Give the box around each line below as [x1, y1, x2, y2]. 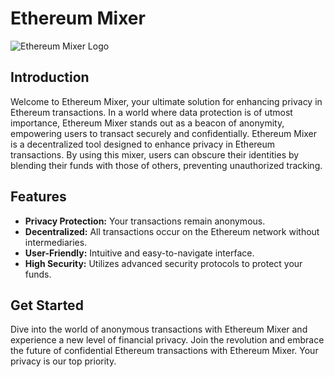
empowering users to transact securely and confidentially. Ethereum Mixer [10, 127, 318, 139]
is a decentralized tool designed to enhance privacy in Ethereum [10, 138, 276, 150]
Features [10, 188, 67, 206]
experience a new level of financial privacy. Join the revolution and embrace [10, 334, 325, 346]
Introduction [10, 69, 90, 86]
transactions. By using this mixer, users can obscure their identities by [10, 148, 300, 161]
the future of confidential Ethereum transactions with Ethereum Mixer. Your [10, 345, 319, 357]
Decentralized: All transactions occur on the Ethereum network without [24, 225, 320, 237]
